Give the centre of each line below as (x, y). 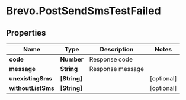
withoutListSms (32, 88)
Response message (116, 69)
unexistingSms (31, 78)
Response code (111, 59)
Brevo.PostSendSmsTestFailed (84, 11)
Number (72, 59)
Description (117, 49)
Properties (26, 33)
